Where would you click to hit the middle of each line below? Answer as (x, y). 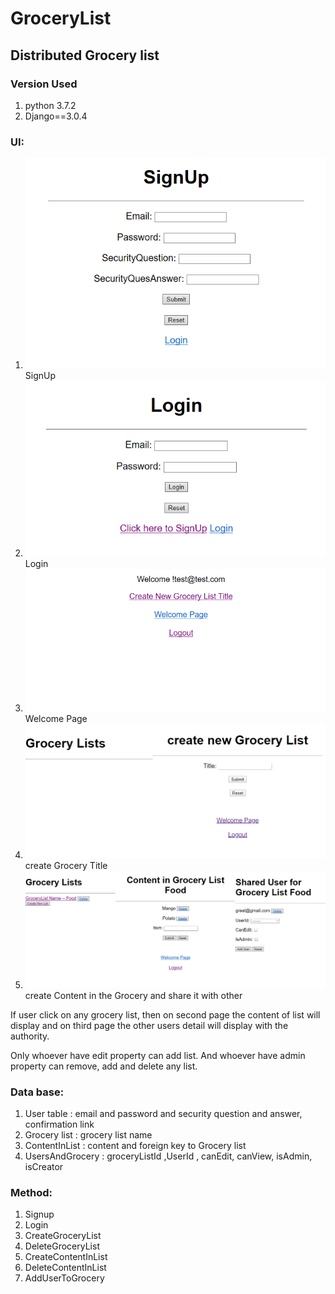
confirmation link (59, 1124)
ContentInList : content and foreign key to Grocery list (135, 1145)
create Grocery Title (66, 865)
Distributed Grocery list (85, 55)
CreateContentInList (66, 1257)
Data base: (37, 1092)
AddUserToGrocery (64, 1278)
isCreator (44, 1166)
